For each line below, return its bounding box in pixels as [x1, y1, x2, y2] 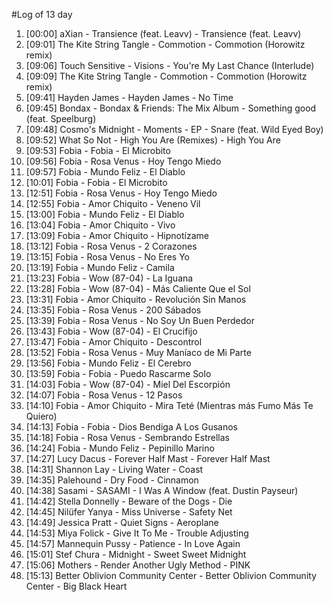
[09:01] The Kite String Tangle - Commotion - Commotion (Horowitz [25, 39, 306, 50]
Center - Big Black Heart [25, 580, 128, 592]
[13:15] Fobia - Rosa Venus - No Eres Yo [25, 251, 190, 263]
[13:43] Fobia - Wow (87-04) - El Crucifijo [25, 325, 198, 337]
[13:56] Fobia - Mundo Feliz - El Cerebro [25, 357, 192, 369]
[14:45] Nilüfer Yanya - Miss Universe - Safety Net [25, 506, 233, 518]
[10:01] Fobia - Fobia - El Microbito [25, 177, 168, 188]
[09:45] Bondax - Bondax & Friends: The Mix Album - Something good [25, 102, 317, 114]
